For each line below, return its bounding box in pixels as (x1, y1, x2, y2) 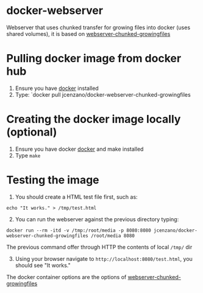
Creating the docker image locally (6, 112, 181, 126)
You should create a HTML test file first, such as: (15, 193, 138, 201)
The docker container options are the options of (6, 273, 127, 280)
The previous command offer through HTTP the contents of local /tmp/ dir (6, 243, 193, 250)
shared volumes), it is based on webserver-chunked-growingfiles (6, 30, 171, 37)
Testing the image (6, 173, 99, 187)
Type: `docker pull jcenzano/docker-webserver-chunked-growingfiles (15, 91, 191, 98)
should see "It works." (15, 261, 71, 269)
